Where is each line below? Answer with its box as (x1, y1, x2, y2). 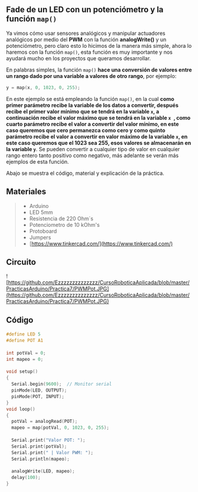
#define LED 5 (6, 331, 41, 337)
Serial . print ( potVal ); (11, 443, 67, 449)
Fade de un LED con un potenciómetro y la (6, 5, 164, 15)
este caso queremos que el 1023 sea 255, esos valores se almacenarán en (6, 139, 192, 146)
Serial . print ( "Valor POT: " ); (11, 437, 85, 443)
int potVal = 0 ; (6, 350, 46, 356)
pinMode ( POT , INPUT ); (11, 393, 65, 399)
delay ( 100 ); (11, 475, 41, 481)
